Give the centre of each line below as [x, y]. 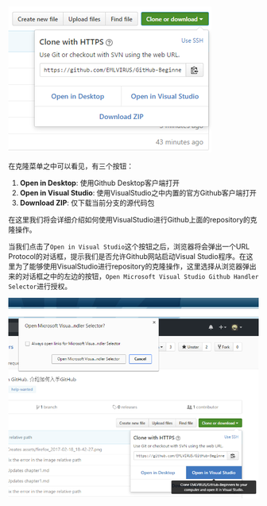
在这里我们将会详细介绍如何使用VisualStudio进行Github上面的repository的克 [133, 220]
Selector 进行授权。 [40, 286]
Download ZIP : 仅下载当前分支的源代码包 [87, 203]
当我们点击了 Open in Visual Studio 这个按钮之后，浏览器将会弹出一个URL [129, 246]
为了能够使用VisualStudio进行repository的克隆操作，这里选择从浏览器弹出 [135, 266]
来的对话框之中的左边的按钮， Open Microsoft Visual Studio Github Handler [133, 276]
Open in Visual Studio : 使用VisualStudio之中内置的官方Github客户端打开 [138, 193]
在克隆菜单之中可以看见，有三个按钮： [71, 166]
